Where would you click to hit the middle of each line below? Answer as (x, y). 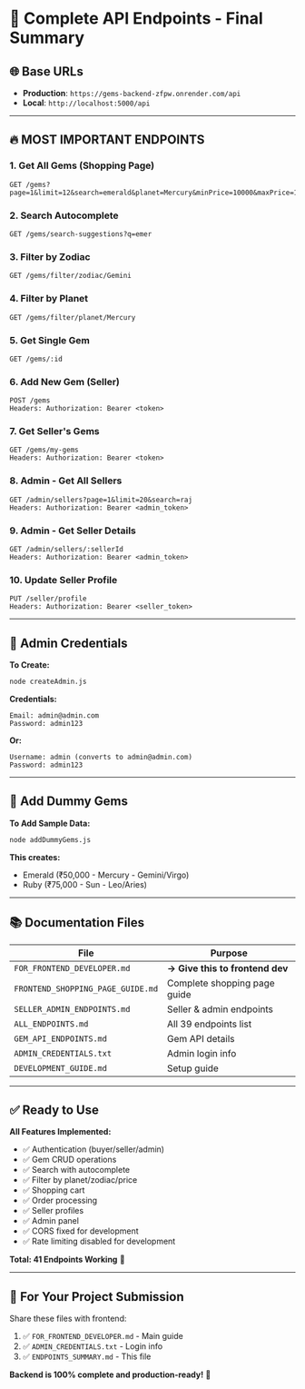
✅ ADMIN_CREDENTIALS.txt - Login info (93, 1346)
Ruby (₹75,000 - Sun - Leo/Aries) (85, 884)
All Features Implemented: (60, 1132)
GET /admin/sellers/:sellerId (67, 550)
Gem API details (201, 1038)
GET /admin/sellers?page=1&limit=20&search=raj (101, 500)
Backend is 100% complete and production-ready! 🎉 (110, 1374)
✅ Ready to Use (54, 1110)
